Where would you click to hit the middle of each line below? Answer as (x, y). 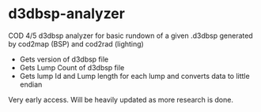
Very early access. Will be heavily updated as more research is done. (121, 99)
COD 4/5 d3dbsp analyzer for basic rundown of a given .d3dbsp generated (130, 35)
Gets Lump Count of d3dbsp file (72, 67)
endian (31, 84)
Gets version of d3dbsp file (64, 59)
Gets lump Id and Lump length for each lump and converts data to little (135, 76)
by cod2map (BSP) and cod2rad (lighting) (76, 43)
